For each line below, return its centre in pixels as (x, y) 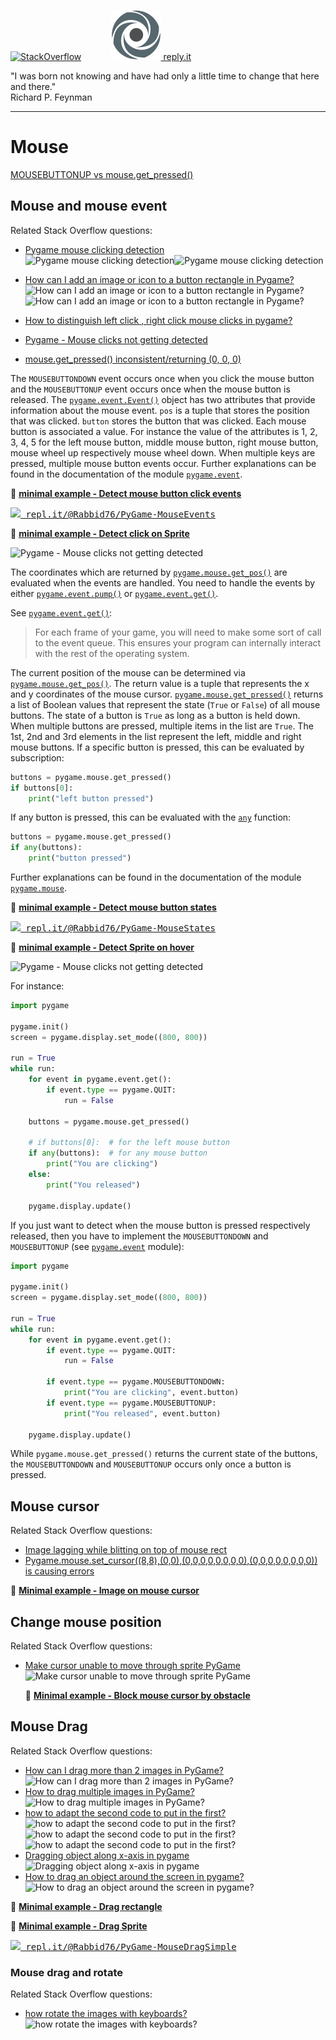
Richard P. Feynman (51, 97)
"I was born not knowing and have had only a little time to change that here (165, 76)
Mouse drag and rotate (67, 1972)
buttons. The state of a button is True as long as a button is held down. (155, 715)
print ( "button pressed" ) (80, 858)
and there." (33, 86)
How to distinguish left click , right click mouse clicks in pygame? (158, 320)
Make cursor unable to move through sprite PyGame (132, 1665)
